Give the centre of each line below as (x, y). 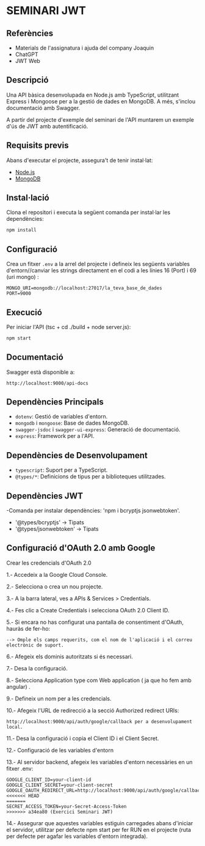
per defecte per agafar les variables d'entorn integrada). (77, 836)
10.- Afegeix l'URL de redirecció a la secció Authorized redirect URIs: (93, 710)
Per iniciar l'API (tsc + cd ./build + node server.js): (69, 327)
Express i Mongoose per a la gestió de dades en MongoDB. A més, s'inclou (101, 101)
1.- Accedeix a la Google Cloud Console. (57, 574)
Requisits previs (38, 145)
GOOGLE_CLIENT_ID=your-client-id (49, 780)
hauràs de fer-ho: (28, 628)
